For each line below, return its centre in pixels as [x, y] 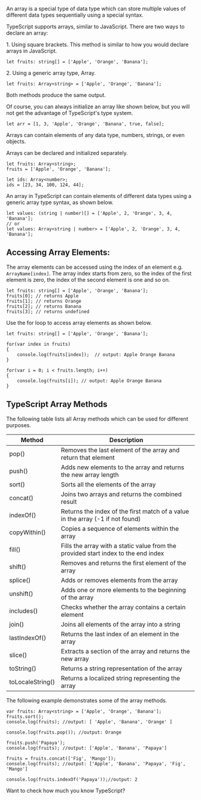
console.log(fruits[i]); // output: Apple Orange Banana [89, 381]
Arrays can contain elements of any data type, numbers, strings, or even [95, 135]
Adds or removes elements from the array [119, 580]
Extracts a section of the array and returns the [125, 651]
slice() [18, 655]
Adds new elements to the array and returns [122, 467]
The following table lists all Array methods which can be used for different [97, 419]
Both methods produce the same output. [56, 95]
